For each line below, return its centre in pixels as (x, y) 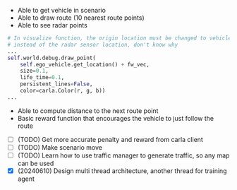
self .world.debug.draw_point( (52, 58)
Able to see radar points (53, 25)
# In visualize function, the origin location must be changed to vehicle (120, 38)
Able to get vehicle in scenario (61, 10)
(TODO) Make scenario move (60, 147)
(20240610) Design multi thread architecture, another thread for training (122, 171)
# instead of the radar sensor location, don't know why (93, 44)
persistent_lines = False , (56, 84)
